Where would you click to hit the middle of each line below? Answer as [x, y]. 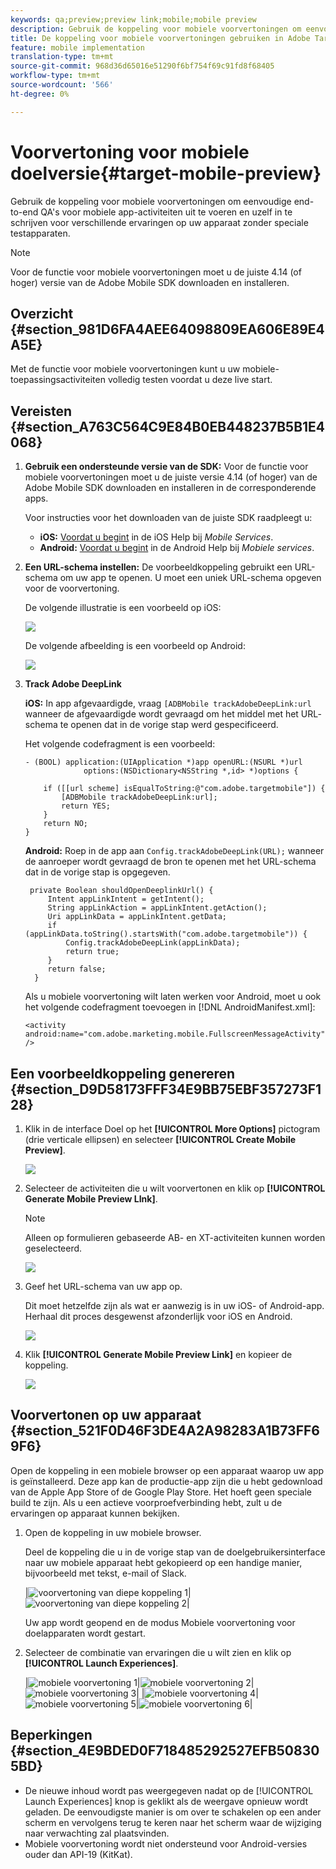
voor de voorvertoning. [72, 588]
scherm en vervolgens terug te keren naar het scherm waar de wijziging [173, 1822]
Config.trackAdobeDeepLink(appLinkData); [153, 943]
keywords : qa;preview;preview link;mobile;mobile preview [133, 19]
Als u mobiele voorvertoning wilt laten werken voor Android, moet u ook [173, 997]
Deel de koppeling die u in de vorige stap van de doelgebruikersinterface [175, 1552]
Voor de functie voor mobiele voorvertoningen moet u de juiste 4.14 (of [156, 272]
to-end [24, 212]
